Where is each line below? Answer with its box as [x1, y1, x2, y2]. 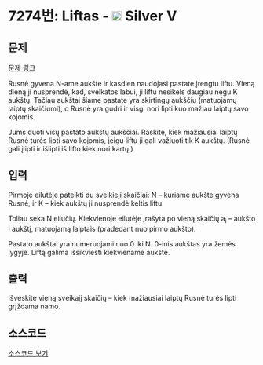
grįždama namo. [8, 301, 61, 311]
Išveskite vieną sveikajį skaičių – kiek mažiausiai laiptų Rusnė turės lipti [8, 294, 237, 303]
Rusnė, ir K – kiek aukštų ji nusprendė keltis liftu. [8, 198, 165, 208]
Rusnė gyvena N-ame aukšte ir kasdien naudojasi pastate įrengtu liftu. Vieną [8, 79, 255, 88]
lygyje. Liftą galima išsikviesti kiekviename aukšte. [8, 247, 170, 257]
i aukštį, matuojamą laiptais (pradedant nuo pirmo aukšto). [8, 224, 196, 233]
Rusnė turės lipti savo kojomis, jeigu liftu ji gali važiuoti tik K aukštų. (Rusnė [8, 136, 250, 145]
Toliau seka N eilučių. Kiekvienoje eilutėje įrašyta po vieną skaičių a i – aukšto [8, 214, 256, 224]
